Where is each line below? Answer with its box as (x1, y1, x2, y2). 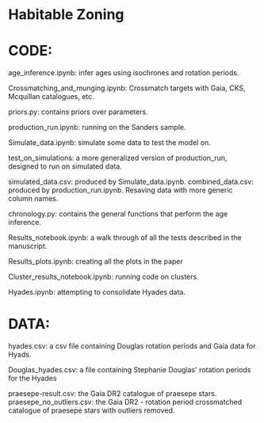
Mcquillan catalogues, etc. (8, 92, 95, 101)
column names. (8, 194, 59, 204)
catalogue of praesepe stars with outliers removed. (8, 406, 175, 415)
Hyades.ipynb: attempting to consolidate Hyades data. (8, 288, 186, 297)
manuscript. (8, 242, 48, 251)
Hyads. (8, 350, 32, 360)
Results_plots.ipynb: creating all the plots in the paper (8, 257, 184, 266)
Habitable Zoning (8, 6, 124, 24)
